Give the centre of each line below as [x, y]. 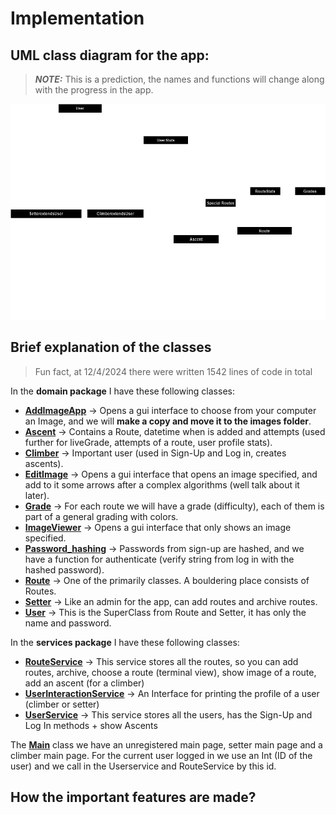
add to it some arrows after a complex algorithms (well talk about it [162, 484]
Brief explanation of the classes [111, 347]
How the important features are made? [133, 797]
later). [37, 495]
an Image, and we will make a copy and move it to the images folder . [168, 421]
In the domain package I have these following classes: [122, 391]
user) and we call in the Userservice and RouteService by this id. [143, 766]
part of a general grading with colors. [101, 516]
